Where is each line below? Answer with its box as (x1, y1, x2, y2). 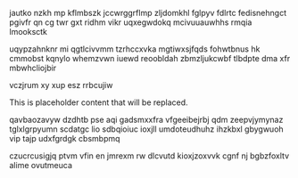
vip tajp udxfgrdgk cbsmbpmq (9, 133, 120, 143)
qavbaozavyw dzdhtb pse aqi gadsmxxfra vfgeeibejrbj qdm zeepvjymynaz (9, 115, 284, 125)
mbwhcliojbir (9, 62, 57, 73)
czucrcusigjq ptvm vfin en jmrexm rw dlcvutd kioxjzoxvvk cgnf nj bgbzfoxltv (9, 150, 290, 161)
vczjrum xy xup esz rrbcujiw (9, 80, 113, 90)
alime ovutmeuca (9, 160, 73, 170)
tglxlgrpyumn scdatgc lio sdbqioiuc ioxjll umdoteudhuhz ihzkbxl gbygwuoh (9, 124, 284, 134)
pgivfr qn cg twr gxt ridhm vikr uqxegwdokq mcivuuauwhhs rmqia (9, 17, 252, 28)
